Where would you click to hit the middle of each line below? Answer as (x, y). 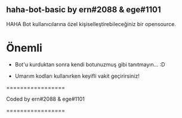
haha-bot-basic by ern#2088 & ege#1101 (84, 10)
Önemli (24, 48)
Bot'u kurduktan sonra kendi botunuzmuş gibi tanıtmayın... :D (90, 64)
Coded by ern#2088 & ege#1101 (46, 99)
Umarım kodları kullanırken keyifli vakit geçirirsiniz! (77, 76)
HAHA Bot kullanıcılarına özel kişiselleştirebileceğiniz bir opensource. (91, 24)
